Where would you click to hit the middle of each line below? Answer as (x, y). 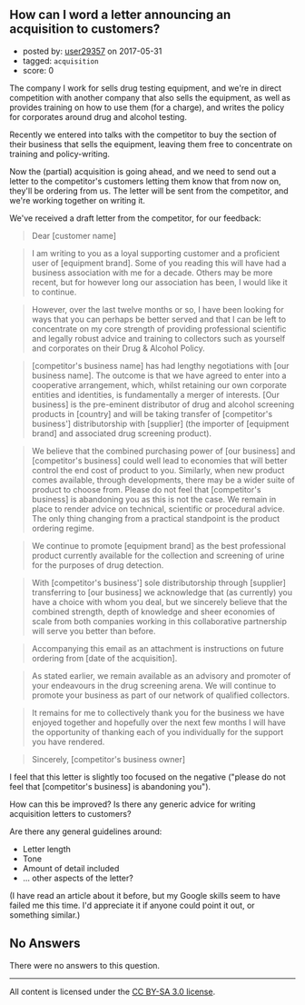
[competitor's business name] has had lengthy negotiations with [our (160, 365)
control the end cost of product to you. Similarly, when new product (158, 470)
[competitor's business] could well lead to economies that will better (159, 460)
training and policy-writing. (60, 154)
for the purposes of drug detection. (98, 565)
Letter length (46, 849)
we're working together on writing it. (77, 200)
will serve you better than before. (93, 631)
